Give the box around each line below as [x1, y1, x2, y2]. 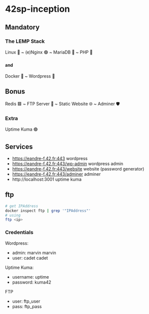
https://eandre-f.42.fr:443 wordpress [12, 156, 88, 161]
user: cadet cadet [12, 255, 48, 261]
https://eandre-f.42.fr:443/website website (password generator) [12, 166, 145, 171]
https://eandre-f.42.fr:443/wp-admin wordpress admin [12, 161, 124, 167]
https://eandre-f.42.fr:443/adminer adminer [12, 171, 101, 177]
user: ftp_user [12, 298, 41, 304]
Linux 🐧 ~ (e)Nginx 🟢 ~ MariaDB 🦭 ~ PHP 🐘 [5, 49, 93, 55]
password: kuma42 [12, 279, 51, 285]
